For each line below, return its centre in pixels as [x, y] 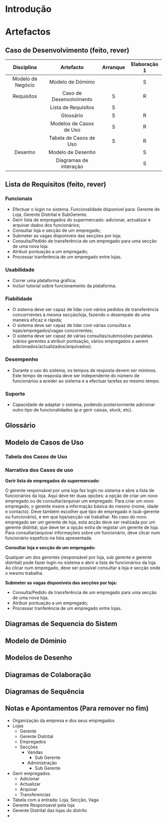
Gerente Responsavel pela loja [43, 805]
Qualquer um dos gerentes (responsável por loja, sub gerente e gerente [79, 557]
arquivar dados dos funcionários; [46, 225]
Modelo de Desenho [72, 152]
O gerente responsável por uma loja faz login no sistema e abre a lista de [80, 491]
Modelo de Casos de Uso [44, 442]
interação [72, 167]
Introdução [28, 9]
